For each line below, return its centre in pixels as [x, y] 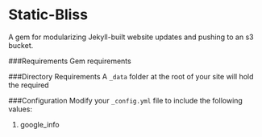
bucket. [21, 45]
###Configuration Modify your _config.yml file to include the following [126, 100]
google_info [40, 124]
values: [20, 109]
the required [29, 85]
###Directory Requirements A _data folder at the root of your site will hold [131, 76]
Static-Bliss [48, 15]
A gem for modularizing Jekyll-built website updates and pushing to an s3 [131, 37]
